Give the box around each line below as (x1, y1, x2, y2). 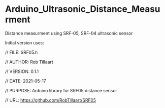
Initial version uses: (5, 39, 44, 45)
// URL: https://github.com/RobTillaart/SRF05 (5, 97, 96, 103)
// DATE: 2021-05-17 (5, 78, 46, 84)
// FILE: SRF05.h (5, 49, 38, 55)
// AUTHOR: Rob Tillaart (5, 59, 53, 65)
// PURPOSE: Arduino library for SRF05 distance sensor (5, 87, 117, 93)
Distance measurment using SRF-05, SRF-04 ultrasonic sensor (5, 30, 133, 36)
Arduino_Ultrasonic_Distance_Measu (5, 3, 161, 15)
